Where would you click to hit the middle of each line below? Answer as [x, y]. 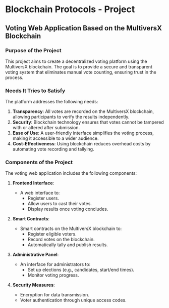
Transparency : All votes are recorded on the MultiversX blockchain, [83, 111]
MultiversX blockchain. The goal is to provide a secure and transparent [79, 66]
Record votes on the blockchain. [61, 240]
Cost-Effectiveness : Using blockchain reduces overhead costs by [81, 144]
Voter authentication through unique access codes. [73, 300]
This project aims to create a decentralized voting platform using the [76, 61]
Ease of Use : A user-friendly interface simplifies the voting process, [83, 133]
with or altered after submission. [46, 128]
